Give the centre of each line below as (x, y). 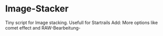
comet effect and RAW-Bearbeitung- (43, 27)
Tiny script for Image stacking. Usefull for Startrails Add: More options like (81, 22)
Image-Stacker (37, 9)
